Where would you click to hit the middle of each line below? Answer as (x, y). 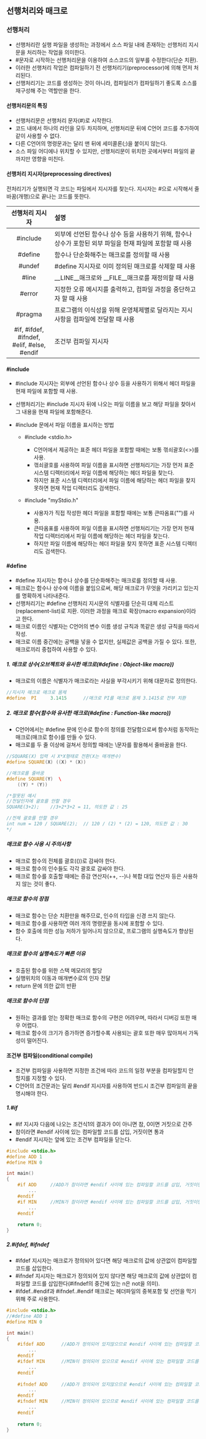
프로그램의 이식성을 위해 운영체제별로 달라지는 (117, 310)
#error (29, 294)
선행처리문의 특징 (27, 105)
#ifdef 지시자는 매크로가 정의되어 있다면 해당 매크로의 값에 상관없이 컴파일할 (106, 1261)
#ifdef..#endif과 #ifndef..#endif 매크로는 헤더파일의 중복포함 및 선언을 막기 (105, 1291)
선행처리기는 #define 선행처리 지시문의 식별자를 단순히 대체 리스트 (94, 603)
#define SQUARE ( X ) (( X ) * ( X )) (46, 762)
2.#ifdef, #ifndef (28, 1244)
